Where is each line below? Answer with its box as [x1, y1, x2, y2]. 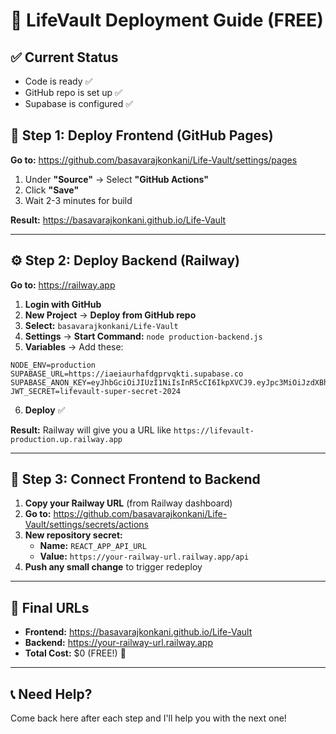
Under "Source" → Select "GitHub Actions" [24, 173, 210, 185]
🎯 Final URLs [10, 599, 90, 616]
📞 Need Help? [10, 685, 93, 703]
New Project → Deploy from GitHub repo [24, 309, 197, 321]
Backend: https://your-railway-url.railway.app [24, 637, 213, 649]
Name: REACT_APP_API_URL [39, 540, 147, 552]
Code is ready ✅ [24, 75, 93, 87]
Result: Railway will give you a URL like [10, 424, 172, 436]
